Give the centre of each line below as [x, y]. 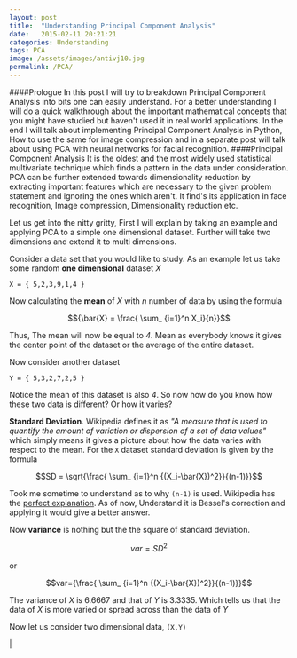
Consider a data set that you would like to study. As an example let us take [145, 258]
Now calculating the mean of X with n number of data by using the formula [146, 301]
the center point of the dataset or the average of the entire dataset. [132, 345]
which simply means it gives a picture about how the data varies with [135, 440]
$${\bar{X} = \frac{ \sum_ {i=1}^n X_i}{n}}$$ [149, 318]
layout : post [33, 17]
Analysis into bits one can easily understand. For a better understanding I [143, 101]
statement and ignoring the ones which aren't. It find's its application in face [148, 195]
